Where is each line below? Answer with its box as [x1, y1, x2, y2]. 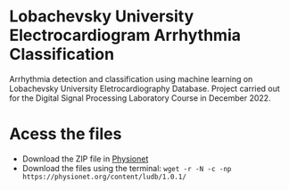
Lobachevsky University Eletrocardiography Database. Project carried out [9, 83, 281, 94]
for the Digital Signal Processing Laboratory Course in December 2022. [9, 92, 271, 103]
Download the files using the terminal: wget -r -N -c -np [21, 162, 232, 173]
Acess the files [9, 124, 122, 145]
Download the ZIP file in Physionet [21, 153, 149, 164]
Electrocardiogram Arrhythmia [9, 25, 241, 45]
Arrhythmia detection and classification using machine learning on [9, 73, 253, 84]
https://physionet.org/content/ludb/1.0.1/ [21, 172, 187, 181]
